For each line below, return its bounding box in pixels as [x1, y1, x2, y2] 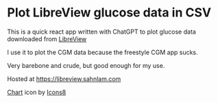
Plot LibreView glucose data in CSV [7, 5, 211, 21]
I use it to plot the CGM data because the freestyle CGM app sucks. [7, 48, 198, 56]
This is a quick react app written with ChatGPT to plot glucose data [7, 27, 197, 36]
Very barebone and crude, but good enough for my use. [7, 61, 165, 69]
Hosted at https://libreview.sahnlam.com [7, 74, 121, 83]
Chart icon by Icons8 [7, 88, 66, 96]
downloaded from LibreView [7, 34, 87, 43]
